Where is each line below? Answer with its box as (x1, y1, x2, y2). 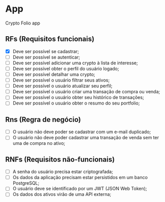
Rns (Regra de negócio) (5, 115, 81, 124)
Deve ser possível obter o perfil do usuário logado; (12, 65, 119, 71)
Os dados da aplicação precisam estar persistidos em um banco (12, 174, 148, 181)
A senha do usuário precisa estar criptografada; (12, 169, 114, 175)
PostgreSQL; (12, 180, 40, 186)
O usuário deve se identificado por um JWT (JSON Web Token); (12, 186, 147, 192)
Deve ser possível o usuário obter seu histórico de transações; (12, 94, 144, 100)
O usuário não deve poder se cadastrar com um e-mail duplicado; (12, 129, 151, 135)
